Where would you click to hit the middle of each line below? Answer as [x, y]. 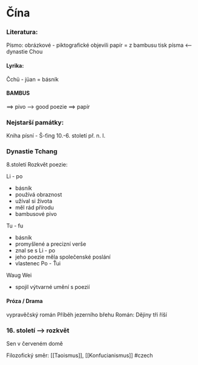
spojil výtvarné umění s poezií [52, 287]
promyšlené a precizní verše [50, 244]
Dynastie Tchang [32, 151]
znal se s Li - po [35, 251]
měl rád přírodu [34, 207]
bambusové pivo [36, 214]
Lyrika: [15, 66]
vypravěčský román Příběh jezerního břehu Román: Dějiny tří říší [87, 315]
